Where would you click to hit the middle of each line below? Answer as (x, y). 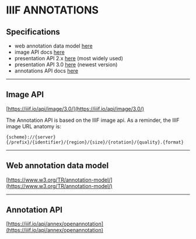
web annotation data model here (53, 46)
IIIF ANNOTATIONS (52, 10)
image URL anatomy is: (34, 126)
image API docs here (40, 52)
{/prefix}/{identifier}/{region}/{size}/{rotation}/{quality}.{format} (95, 142)
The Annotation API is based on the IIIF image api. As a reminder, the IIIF (93, 120)
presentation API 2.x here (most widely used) (69, 58)
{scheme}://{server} (31, 137)
